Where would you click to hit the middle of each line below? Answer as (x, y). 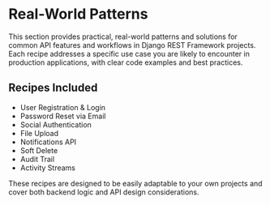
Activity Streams (47, 168)
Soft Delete (39, 150)
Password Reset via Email (63, 116)
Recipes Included (53, 88)
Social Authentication (56, 124)
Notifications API (48, 142)
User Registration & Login (63, 107)
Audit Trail (37, 159)
